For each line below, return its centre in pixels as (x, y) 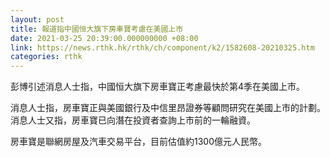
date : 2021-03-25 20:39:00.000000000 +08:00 (104, 38)
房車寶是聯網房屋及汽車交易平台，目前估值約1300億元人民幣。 (139, 142)
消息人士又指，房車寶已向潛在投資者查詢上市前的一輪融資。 (133, 120)
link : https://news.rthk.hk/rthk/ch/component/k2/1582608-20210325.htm (162, 47)
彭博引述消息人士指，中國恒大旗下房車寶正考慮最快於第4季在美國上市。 (158, 87)
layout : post (37, 19)
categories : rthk (46, 57)
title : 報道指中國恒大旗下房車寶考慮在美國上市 (97, 29)
